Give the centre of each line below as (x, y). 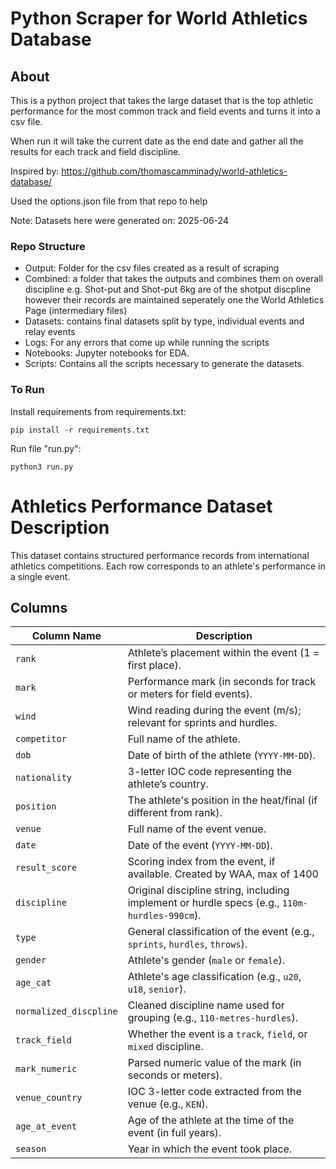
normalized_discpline (66, 1011)
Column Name (66, 636)
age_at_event (46, 1126)
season (31, 1149)
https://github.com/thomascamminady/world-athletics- (174, 171)
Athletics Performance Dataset (141, 506)
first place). (154, 665)
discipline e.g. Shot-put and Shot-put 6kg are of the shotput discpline (168, 289)
